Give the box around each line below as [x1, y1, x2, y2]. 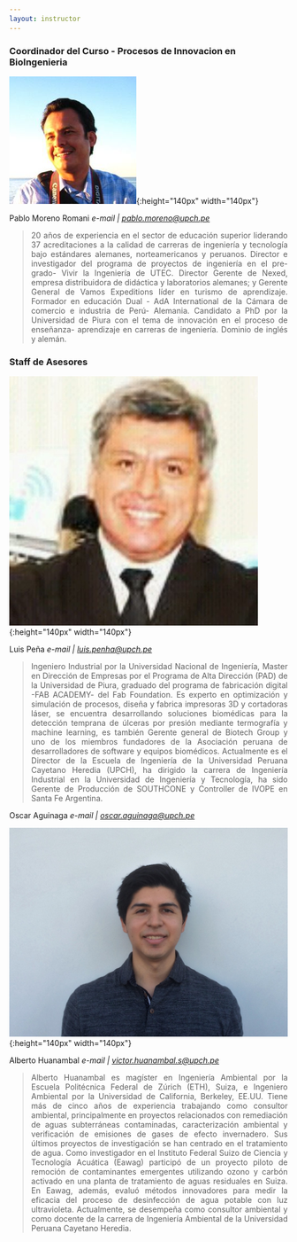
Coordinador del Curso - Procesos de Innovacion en [9, 44, 237, 57]
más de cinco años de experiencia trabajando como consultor [30, 1100, 288, 1112]
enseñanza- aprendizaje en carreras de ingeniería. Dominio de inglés [30, 324, 288, 334]
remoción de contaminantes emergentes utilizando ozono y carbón [30, 1167, 288, 1177]
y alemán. [30, 333, 67, 344]
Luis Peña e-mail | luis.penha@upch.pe [9, 644, 153, 655]
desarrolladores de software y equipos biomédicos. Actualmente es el [30, 746, 288, 757]
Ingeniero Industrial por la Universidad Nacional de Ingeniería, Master [30, 661, 288, 672]
